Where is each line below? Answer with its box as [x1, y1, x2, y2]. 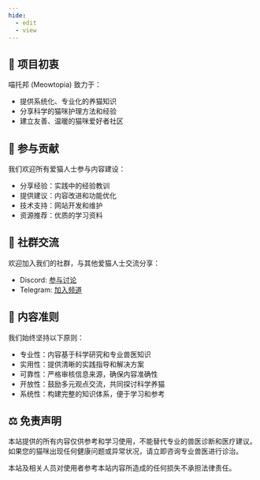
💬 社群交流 [8, 236, 59, 249]
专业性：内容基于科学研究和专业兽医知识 [19, 349, 151, 359]
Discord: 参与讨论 [19, 275, 77, 284]
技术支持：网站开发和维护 [19, 201, 103, 210]
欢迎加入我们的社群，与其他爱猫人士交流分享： [8, 258, 160, 268]
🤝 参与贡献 [8, 141, 59, 155]
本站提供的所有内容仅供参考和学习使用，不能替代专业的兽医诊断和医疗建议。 [8, 437, 257, 446]
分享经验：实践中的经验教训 [19, 181, 110, 190]
